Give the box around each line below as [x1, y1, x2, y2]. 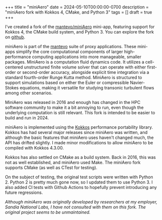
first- [147, 64, 157, 70]
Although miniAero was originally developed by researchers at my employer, [5, 199, 158, 204]
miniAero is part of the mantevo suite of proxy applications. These [5, 44, 137, 49]
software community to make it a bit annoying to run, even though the [5, 104, 144, 110]
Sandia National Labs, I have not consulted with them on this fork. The [5, 204, 146, 210]
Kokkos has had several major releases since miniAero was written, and [5, 130, 148, 135]
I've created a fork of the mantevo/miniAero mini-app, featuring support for [5, 24, 155, 30]
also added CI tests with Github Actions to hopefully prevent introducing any [5, 185, 157, 190]
